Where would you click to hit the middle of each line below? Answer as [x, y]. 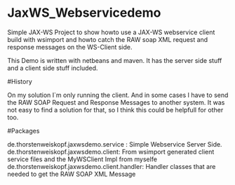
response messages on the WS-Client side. [70, 47]
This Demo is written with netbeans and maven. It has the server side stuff [115, 60]
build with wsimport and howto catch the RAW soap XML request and [108, 39]
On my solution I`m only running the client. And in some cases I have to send [118, 95]
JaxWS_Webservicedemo [84, 13]
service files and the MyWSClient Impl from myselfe [82, 159]
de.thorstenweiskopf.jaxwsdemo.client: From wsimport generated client [111, 151]
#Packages [23, 131]
